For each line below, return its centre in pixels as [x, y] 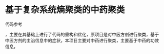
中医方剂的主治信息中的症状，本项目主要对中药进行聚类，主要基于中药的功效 [82, 40]
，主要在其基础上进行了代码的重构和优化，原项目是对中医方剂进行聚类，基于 [82, 34]
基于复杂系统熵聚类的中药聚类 [65, 10]
